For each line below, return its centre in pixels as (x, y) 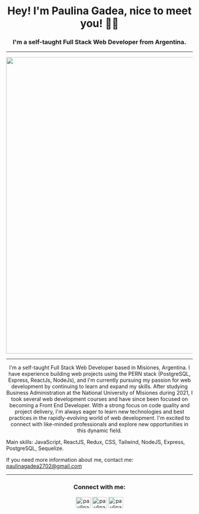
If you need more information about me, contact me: (70, 460)
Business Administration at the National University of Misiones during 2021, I (99, 393)
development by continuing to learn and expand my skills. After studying (99, 387)
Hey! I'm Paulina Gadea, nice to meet (99, 11)
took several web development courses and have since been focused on (99, 399)
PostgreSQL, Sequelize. (35, 448)
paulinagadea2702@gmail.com (44, 466)
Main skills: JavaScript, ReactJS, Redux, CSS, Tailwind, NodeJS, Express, (96, 442)
